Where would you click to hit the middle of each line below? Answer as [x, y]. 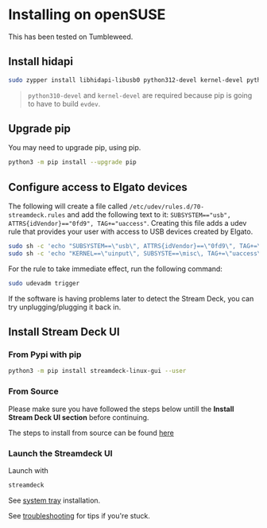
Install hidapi [41, 62]
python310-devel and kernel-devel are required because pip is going [140, 95]
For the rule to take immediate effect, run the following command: [115, 269]
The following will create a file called [68, 206]
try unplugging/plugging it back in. [65, 307]
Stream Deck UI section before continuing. [79, 417]
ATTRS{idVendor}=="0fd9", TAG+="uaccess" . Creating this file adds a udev [128, 223]
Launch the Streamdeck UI [60, 453]
